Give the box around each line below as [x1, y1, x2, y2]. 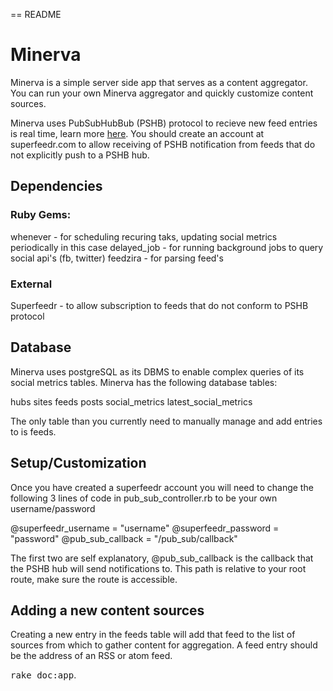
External [10, 277, 53, 291]
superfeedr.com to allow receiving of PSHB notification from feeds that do [10, 138, 316, 150]
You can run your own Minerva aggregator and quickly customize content [10, 87, 314, 99]
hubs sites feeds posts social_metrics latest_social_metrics [10, 395, 253, 408]
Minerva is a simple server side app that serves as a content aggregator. [10, 76, 308, 88]
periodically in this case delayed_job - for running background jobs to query [10, 241, 324, 253]
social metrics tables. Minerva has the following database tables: [10, 376, 278, 388]
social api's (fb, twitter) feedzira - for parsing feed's [10, 252, 224, 264]
